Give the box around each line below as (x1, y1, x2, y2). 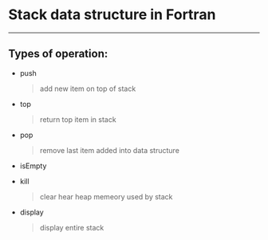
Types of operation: (8, 47, 108, 61)
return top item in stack (39, 114, 117, 124)
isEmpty (19, 161, 47, 171)
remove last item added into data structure (39, 145, 179, 155)
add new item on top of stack (39, 84, 136, 93)
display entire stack (39, 222, 104, 232)
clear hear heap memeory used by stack (39, 191, 173, 201)
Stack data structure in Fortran (8, 6, 216, 24)
